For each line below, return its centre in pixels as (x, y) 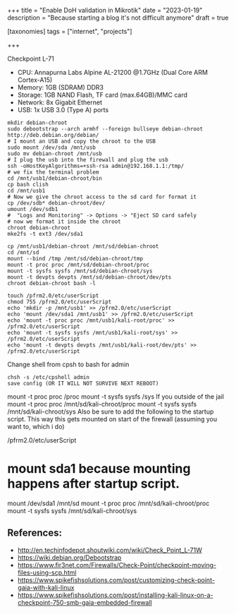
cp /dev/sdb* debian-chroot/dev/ (56, 203)
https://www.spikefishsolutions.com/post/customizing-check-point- (116, 580)
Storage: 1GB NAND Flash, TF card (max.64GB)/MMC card (103, 95)
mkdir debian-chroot (38, 123)
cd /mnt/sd (23, 253)
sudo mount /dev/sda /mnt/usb (52, 148)
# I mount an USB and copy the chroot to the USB (82, 141)
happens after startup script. (94, 484)
